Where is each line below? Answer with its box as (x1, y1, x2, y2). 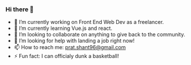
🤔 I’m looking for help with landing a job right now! (13, 37, 135, 45)
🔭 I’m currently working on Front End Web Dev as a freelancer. (13, 19, 164, 26)
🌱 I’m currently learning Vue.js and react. (13, 25, 113, 32)
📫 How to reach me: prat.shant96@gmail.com (13, 44, 126, 51)
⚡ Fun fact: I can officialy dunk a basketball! (13, 53, 119, 60)
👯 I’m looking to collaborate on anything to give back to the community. (13, 31, 185, 38)
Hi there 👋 (5, 5, 34, 13)
